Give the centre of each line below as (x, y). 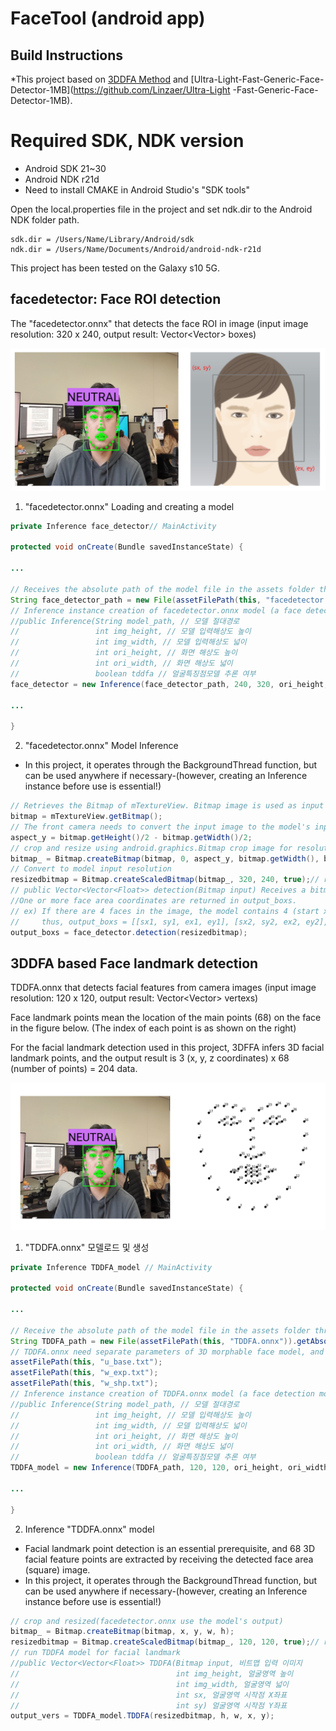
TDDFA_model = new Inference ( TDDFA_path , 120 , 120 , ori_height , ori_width (169, 1468)
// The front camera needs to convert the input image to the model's (160, 827)
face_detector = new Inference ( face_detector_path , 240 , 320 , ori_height (167, 684)
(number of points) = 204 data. (74, 1069)
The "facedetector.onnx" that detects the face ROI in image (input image (159, 323)
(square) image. (57, 1569)
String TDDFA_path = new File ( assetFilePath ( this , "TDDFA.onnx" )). (154, 1341)
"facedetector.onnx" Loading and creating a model (129, 506)
